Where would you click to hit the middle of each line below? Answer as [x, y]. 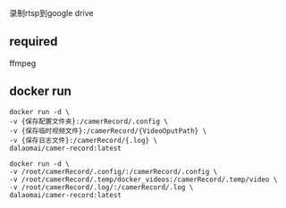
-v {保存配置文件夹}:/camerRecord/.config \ [88, 121]
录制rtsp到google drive [51, 13]
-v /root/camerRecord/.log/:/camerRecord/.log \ [101, 187]
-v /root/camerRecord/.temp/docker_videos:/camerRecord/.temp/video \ [143, 179]
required [34, 42]
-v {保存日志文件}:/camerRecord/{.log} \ [84, 140]
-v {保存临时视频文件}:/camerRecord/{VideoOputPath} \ [108, 131]
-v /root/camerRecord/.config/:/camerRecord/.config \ [114, 171]
